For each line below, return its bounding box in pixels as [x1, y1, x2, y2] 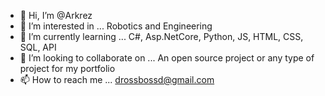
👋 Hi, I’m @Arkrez [19, 10, 93, 21]
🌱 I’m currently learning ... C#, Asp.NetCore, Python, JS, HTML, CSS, [19, 31, 304, 42]
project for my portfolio [19, 63, 116, 74]
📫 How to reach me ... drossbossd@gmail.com [19, 74, 215, 85]
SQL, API [19, 41, 57, 53]
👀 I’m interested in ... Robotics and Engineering [19, 20, 213, 32]
